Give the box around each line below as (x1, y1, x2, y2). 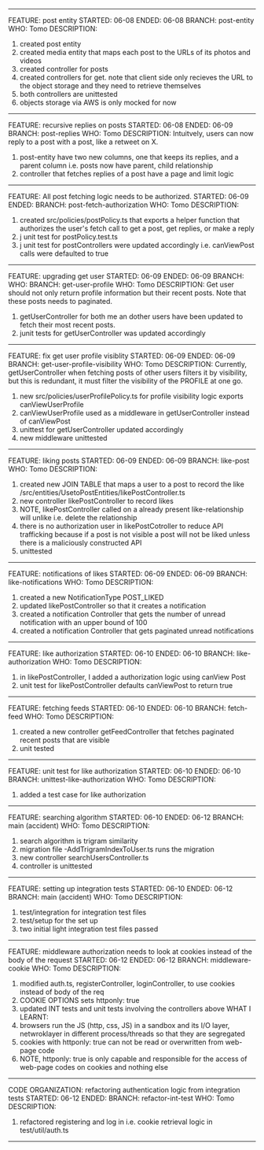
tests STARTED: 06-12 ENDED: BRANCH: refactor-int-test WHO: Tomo (8, 1093, 235, 1103)
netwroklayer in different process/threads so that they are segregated (19, 1029, 246, 1038)
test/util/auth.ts (19, 1126, 69, 1134)
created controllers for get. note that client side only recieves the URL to (19, 72, 254, 82)
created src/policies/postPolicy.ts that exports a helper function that (19, 216, 240, 224)
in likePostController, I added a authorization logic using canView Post (19, 672, 246, 682)
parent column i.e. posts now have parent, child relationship (19, 161, 214, 170)
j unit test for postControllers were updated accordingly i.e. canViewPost (19, 241, 255, 250)
